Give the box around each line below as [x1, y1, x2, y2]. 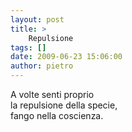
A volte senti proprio [10, 89, 95, 100]
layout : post [10, 14, 65, 25]
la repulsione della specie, [10, 99, 118, 111]
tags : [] [10, 42, 47, 53]
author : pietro [10, 61, 74, 71]
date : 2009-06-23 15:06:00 [10, 52, 123, 62]
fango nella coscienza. [10, 110, 104, 121]
